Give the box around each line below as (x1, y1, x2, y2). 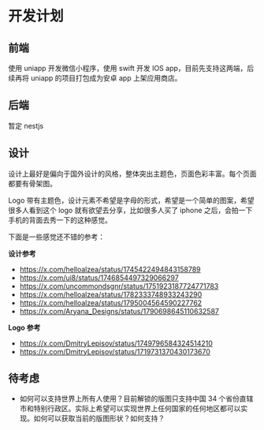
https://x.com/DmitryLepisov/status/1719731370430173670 (19, 346, 211, 356)
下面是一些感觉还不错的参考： (8, 232, 105, 241)
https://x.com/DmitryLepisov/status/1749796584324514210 (19, 338, 213, 348)
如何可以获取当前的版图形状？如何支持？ (33, 413, 165, 423)
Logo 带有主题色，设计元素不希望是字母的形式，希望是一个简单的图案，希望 (8, 195, 255, 205)
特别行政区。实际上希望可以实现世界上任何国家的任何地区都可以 (33, 404, 241, 413)
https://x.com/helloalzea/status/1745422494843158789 (19, 264, 201, 274)
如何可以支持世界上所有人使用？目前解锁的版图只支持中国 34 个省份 (19, 394, 240, 403)
